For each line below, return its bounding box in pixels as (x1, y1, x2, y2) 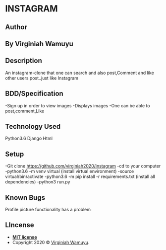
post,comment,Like (5, 108, 45, 114)
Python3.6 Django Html (5, 135, 53, 142)
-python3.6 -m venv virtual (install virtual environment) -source (5, 168, 134, 174)
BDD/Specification (5, 89, 63, 98)
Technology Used (5, 122, 61, 131)
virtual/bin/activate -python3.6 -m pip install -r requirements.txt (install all (5, 173, 155, 179)
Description (5, 57, 42, 65)
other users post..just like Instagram (5, 75, 78, 81)
